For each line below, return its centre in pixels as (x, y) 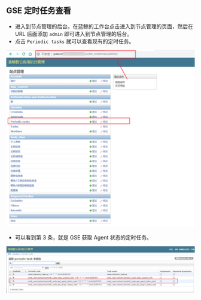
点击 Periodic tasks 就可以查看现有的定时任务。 (74, 41)
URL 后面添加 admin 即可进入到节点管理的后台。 (74, 34)
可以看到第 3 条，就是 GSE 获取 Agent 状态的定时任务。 (83, 238)
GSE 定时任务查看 (39, 11)
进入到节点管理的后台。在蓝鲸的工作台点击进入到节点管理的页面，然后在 (104, 26)
